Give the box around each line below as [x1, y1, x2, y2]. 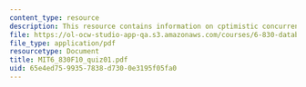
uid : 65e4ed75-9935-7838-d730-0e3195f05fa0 [9, 64, 178, 73]
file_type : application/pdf [9, 38, 117, 48]
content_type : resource [9, 13, 100, 23]
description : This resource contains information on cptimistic [9, 22, 259, 31]
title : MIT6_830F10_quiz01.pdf [9, 55, 128, 64]
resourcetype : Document [9, 47, 100, 56]
